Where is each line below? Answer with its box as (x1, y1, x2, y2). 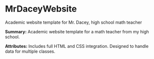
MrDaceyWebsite (5, 3, 77, 15)
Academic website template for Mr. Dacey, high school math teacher (5, 19, 142, 25)
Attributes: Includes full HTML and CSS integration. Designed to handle (5, 43, 149, 49)
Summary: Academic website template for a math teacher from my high (5, 29, 149, 34)
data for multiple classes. (5, 48, 56, 54)
